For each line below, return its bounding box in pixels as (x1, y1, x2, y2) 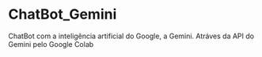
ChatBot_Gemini (8, 5, 117, 23)
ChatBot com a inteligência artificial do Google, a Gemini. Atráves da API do (8, 31, 255, 41)
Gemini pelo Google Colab (8, 39, 94, 48)
